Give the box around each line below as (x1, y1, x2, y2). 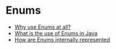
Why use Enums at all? (14, 23, 71, 30)
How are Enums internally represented (14, 36, 110, 43)
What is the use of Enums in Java (14, 29, 98, 36)
